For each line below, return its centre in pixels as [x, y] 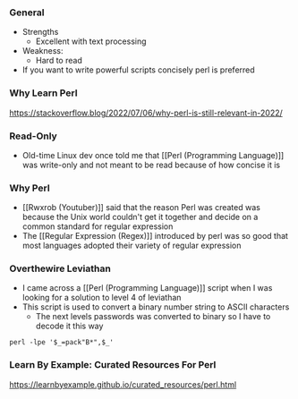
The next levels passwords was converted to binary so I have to [153, 317]
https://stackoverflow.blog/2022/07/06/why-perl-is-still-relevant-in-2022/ [146, 113]
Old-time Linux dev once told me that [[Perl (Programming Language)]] [153, 155]
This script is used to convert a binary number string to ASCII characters [156, 307]
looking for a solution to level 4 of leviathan [102, 298]
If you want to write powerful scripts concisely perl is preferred [138, 70]
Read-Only [34, 136]
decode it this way [69, 326]
